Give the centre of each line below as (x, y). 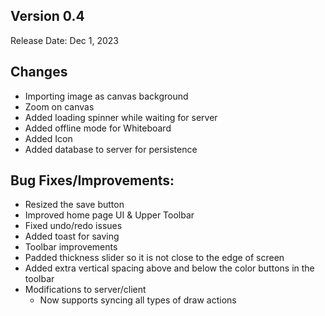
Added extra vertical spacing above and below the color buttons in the (169, 268)
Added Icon (48, 138)
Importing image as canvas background (106, 96)
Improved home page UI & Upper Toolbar (109, 215)
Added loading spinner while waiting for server (121, 117)
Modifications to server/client (85, 290)
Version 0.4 (47, 16)
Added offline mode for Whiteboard (98, 128)
